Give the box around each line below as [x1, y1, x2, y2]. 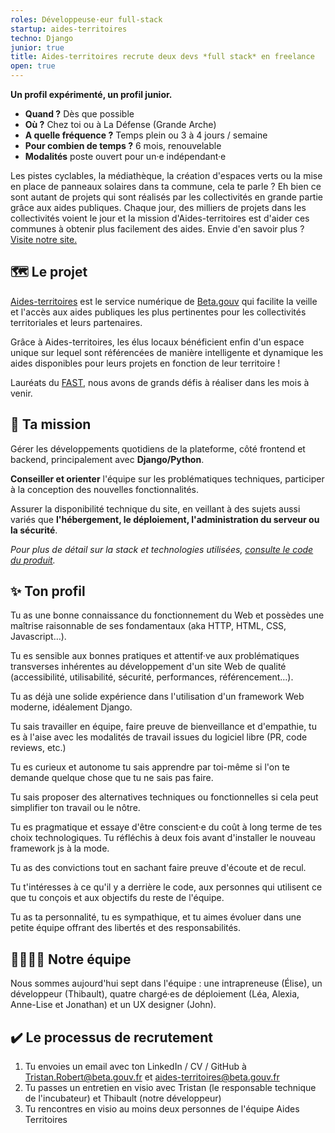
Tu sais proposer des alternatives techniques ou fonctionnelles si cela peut [10, 791, 319, 803]
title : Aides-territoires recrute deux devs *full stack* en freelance [10, 52, 315, 62]
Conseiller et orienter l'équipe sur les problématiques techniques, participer [10, 472, 325, 485]
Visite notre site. [10, 234, 78, 245]
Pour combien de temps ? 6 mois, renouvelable [24, 140, 222, 151]
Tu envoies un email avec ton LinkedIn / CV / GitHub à [24, 1061, 247, 1073]
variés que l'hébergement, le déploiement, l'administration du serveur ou [10, 513, 320, 525]
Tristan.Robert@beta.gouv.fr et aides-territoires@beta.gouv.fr [24, 1071, 280, 1083]
